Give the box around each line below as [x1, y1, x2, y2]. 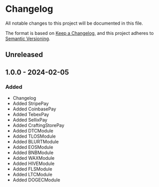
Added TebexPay [12, 111, 49, 118]
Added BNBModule [12, 149, 54, 156]
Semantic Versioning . [5, 35, 50, 42]
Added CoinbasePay [12, 106, 56, 112]
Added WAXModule [12, 155, 55, 161]
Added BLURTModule [12, 139, 59, 145]
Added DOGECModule [12, 177, 61, 183]
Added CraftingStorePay [12, 122, 65, 128]
